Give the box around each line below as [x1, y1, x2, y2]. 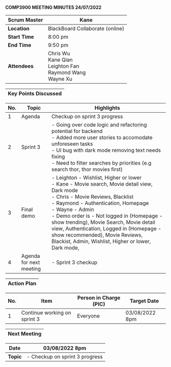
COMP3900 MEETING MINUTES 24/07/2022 [5, 5, 102, 10]
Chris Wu [48, 50, 70, 57]
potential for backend [51, 127, 103, 135]
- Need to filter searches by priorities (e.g [51, 160, 152, 166]
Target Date [129, 298, 159, 304]
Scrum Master [8, 16, 43, 23]
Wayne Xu [48, 75, 73, 82]
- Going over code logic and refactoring [51, 121, 147, 128]
